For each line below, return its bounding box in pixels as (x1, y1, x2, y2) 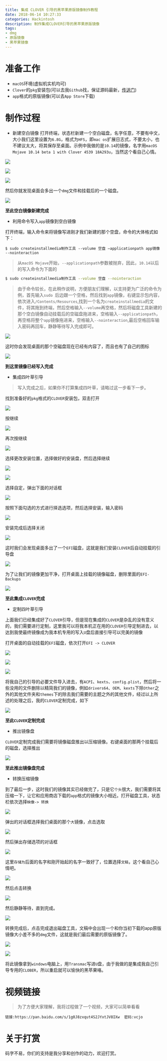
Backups (5, 577, 21, 582)
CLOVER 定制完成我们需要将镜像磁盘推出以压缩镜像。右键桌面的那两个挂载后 (5, 739, 159, 745)
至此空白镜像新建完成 (5, 207, 49, 213)
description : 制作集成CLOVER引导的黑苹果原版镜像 (5, 21, 100, 27)
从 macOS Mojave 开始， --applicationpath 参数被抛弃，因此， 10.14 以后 (17, 260, 160, 266)
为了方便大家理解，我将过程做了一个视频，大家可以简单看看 (17, 1004, 140, 1010)
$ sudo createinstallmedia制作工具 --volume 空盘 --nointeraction (5, 276, 142, 281)
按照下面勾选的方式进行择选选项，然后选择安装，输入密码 (5, 504, 123, 510)
